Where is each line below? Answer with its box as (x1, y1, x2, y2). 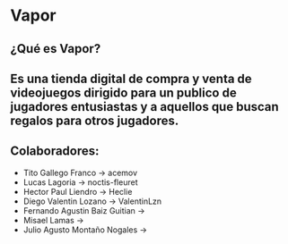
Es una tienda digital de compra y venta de (10, 71, 252, 86)
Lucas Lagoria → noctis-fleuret (22, 176, 138, 188)
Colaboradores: (10, 144, 100, 159)
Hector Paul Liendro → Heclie (22, 186, 133, 197)
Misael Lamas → (22, 215, 84, 225)
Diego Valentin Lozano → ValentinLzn (22, 196, 162, 206)
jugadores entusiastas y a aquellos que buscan (10, 99, 279, 114)
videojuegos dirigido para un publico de (10, 85, 237, 100)
